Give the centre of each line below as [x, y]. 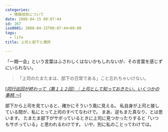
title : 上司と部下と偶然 [28, 42]
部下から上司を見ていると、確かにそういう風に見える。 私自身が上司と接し [82, 106]
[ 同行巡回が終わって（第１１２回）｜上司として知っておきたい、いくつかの [82, 89]
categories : [17, 10]
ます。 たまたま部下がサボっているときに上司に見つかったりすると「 [79, 118]
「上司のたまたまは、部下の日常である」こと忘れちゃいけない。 [83, 78]
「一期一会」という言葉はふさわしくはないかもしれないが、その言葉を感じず [84, 61]
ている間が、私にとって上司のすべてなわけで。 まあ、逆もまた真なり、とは [82, 112]
